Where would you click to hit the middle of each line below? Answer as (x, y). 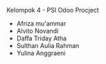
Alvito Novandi (37, 31)
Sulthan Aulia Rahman (48, 46)
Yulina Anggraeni (41, 53)
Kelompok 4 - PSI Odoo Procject (53, 10)
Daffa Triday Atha (42, 38)
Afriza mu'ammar (41, 23)
